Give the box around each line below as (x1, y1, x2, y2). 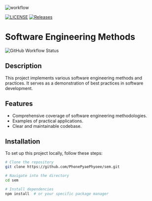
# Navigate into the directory (5, 173, 69, 178)
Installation (5, 137, 40, 145)
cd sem (5, 178, 19, 183)
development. (5, 85, 33, 91)
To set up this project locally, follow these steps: (5, 150, 103, 156)
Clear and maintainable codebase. (12, 123, 82, 129)
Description (5, 62, 42, 70)
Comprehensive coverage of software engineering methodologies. (12, 113, 148, 118)
